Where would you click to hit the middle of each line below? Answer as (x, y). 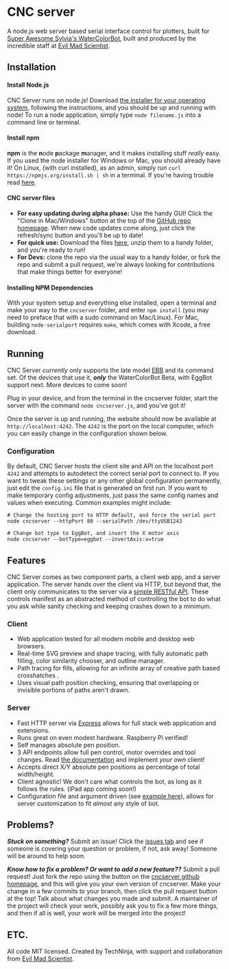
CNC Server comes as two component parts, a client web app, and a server (114, 577)
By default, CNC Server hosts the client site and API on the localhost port (110, 466)
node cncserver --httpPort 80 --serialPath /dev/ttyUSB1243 (95, 521)
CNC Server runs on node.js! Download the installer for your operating (106, 100)
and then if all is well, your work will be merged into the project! (97, 913)
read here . (22, 182)
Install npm (23, 138)
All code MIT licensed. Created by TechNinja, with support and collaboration (115, 951)
